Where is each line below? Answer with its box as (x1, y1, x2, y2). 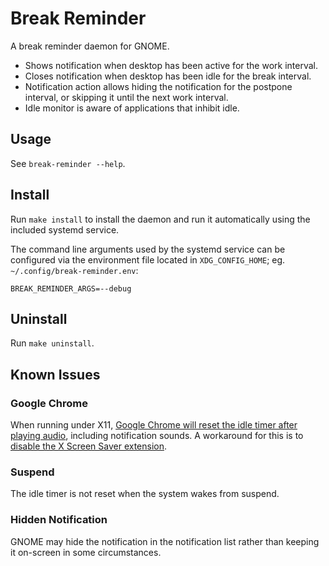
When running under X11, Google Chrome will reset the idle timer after (10, 419, 298, 431)
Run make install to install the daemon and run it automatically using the (10, 213, 311, 225)
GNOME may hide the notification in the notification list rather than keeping (10, 535, 320, 547)
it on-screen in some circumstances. (10, 546, 162, 558)
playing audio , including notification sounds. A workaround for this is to (10, 430, 304, 442)
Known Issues (10, 366, 101, 383)
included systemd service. (10, 223, 120, 236)
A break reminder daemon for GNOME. (10, 40, 170, 52)
